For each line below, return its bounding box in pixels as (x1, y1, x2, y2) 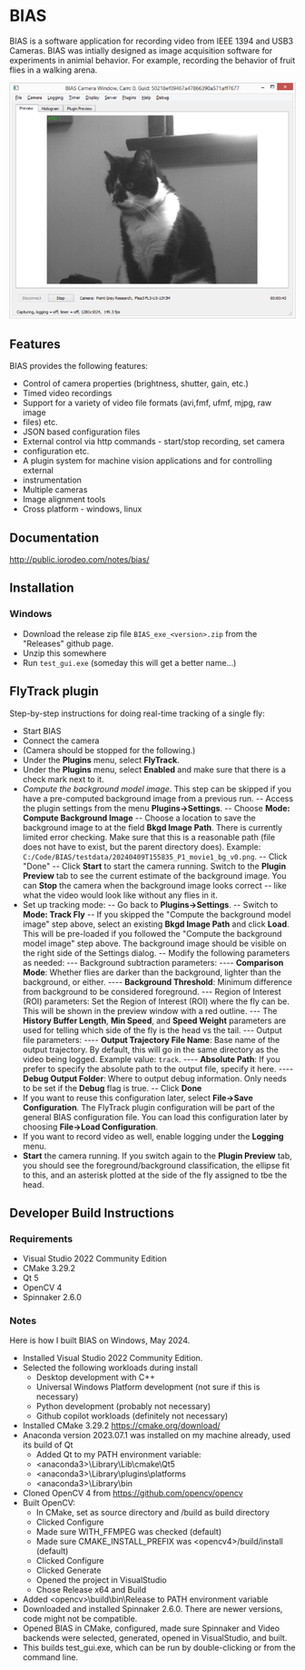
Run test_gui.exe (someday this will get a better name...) (22, 657, 237, 668)
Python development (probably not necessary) (35, 1401, 212, 1412)
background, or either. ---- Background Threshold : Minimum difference (22, 976, 292, 987)
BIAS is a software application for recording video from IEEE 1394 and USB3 (9, 35, 293, 46)
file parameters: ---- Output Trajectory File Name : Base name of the (22, 1034, 280, 1045)
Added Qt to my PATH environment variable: (35, 1449, 202, 1460)
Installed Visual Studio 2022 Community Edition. (22, 1353, 203, 1364)
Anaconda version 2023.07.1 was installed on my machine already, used (22, 1430, 291, 1441)
